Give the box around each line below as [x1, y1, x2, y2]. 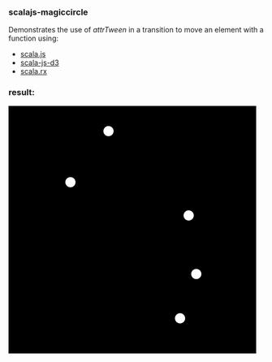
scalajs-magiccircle [8, 6, 89, 18]
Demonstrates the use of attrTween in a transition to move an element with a [8, 25, 264, 35]
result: [8, 87, 35, 98]
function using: [8, 33, 59, 43]
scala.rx [19, 67, 47, 76]
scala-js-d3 [19, 58, 59, 67]
